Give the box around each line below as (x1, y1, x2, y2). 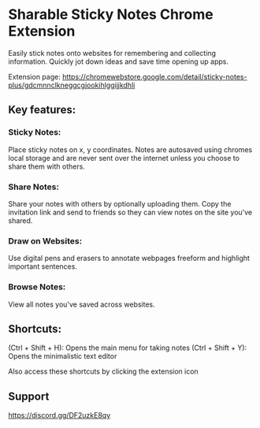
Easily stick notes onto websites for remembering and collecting (8, 48, 217, 58)
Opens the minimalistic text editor (8, 352, 117, 361)
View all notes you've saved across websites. (8, 300, 155, 309)
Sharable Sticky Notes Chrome (8, 6, 214, 24)
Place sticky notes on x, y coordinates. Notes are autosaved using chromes (8, 144, 253, 154)
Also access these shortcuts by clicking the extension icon (8, 367, 199, 376)
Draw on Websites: (8, 235, 83, 246)
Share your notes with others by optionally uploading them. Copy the (8, 199, 232, 208)
